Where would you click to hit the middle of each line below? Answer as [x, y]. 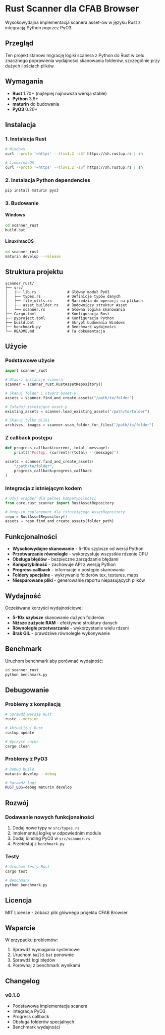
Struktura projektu [34, 272]
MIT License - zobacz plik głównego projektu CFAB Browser [66, 912]
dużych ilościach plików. [30, 66]
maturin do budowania [36, 104]
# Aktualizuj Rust [24, 728]
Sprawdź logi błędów [34, 960]
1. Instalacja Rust [26, 138]
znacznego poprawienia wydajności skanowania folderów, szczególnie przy [82, 61]
